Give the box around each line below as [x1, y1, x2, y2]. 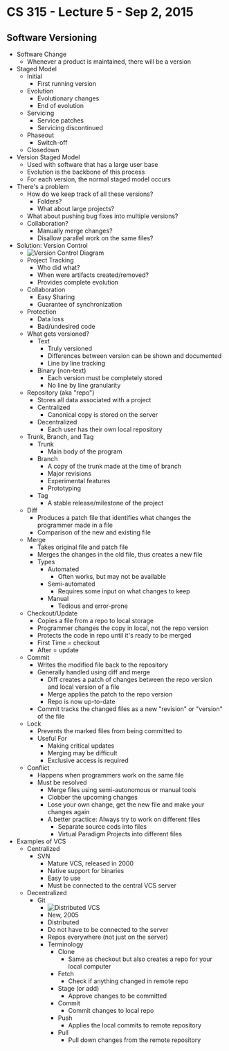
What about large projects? [37, 205, 115, 213]
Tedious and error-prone [57, 602, 129, 610]
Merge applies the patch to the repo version [47, 690, 173, 698]
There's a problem [16, 183, 69, 190]
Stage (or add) [57, 985, 100, 992]
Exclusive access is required [47, 756, 129, 764]
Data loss [37, 315, 64, 323]
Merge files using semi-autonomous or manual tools [47, 786, 196, 793]
